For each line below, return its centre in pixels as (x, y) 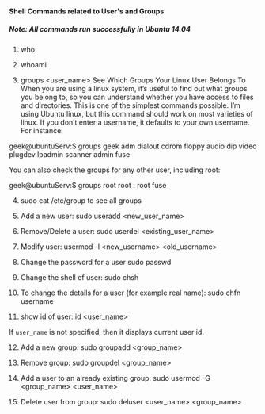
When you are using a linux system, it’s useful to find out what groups (134, 88)
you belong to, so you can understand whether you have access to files (137, 97)
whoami (33, 64)
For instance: (42, 130)
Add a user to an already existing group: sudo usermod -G (115, 378)
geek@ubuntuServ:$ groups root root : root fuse (88, 185)
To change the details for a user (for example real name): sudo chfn (131, 293)
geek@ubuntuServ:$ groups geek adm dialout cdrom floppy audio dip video (133, 146)
